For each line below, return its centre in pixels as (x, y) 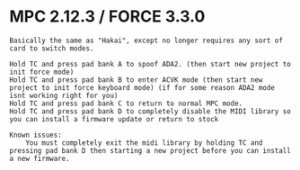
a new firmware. (40, 158)
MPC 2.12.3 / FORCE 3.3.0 (107, 17)
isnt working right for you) (64, 95)
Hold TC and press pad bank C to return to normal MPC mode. (126, 103)
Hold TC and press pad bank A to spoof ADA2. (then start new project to (150, 64)
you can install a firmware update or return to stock (114, 119)
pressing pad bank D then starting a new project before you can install (150, 150)
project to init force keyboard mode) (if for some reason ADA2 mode (142, 87)
